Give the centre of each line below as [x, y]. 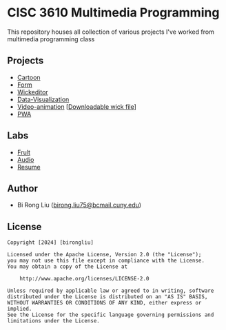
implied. [20, 309]
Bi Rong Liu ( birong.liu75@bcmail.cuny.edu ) [79, 205]
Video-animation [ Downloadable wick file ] [76, 106]
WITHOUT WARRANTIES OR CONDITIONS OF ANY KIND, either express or [104, 303]
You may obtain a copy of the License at [68, 267]
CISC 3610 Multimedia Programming [113, 13]
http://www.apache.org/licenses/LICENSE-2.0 [84, 279]
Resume [29, 167]
